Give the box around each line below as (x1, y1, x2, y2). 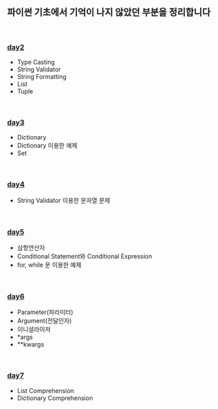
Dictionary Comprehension (16, 394, 93, 402)
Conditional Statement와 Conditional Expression (16, 252, 153, 260)
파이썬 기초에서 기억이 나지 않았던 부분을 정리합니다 (7, 6, 211, 19)
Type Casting (16, 58, 55, 67)
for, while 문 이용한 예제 (16, 261, 82, 269)
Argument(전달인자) (16, 317, 72, 325)
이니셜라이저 (16, 325, 51, 333)
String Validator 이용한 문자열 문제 (16, 196, 110, 204)
